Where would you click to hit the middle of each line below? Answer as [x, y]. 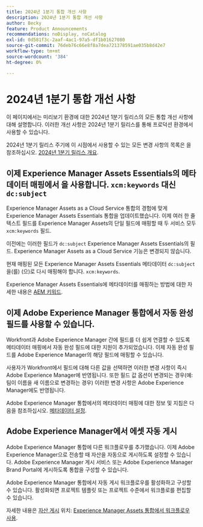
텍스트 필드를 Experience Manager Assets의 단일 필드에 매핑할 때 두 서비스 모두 [101, 223]
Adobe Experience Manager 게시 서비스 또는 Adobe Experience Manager [103, 462]
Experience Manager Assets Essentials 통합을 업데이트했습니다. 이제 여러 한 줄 [101, 216]
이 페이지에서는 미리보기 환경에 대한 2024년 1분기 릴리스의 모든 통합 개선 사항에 [100, 117]
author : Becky [24, 23]
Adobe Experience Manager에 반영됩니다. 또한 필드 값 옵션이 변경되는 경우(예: [100, 375]
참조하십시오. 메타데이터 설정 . [52, 411]
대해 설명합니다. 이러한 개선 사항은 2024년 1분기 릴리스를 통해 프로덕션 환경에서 [100, 125]
